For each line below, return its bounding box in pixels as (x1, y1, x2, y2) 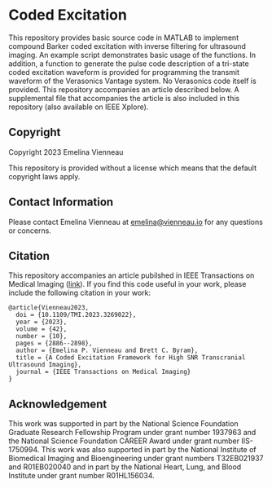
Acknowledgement (8, 397, 107, 411)
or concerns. (8, 226, 51, 235)
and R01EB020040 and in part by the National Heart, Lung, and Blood (8, 462, 242, 472)
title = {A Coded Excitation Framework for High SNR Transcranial (15, 354, 246, 362)
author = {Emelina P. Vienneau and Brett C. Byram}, (15, 346, 199, 355)
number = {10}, (15, 332, 68, 341)
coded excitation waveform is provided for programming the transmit (8, 67, 240, 77)
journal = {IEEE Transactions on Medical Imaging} (15, 368, 191, 376)
